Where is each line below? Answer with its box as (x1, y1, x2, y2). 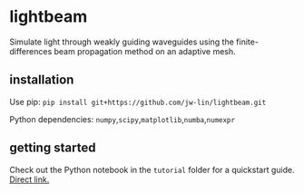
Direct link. (9, 174, 50, 185)
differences (9, 45, 53, 56)
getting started (9, 140, 96, 156)
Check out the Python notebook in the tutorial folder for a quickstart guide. (9, 164, 295, 175)
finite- (235, 36, 259, 47)
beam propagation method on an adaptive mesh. (54, 45, 236, 56)
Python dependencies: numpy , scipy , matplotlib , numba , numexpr (9, 113, 236, 124)
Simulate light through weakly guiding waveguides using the (9, 36, 234, 47)
